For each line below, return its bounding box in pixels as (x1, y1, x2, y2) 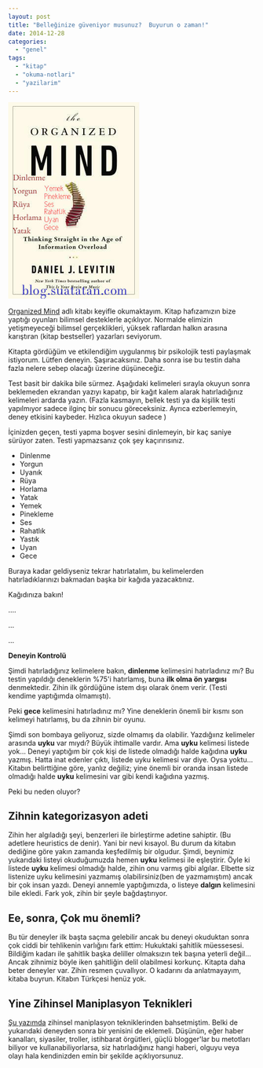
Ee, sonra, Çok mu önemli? (8, 912, 141, 925)
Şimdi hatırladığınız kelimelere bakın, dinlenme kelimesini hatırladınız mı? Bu (8, 666, 254, 675)
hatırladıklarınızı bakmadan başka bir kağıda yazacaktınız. (8, 574, 195, 584)
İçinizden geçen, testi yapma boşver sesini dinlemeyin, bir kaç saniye (8, 427, 232, 436)
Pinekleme (19, 509, 54, 519)
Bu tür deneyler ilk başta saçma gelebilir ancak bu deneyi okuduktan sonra (8, 932, 250, 942)
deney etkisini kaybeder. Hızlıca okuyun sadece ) (8, 412, 167, 421)
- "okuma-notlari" (15, 71, 76, 79)
